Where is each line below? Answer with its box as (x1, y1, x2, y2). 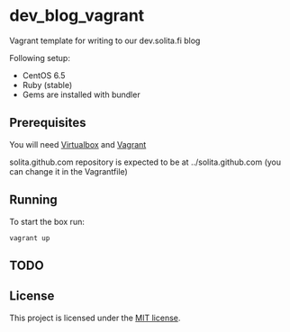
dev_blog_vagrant (9, 5, 145, 26)
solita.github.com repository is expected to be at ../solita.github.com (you (9, 157, 282, 167)
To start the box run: (9, 216, 86, 227)
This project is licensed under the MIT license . (9, 312, 181, 323)
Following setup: (9, 52, 70, 63)
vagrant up (9, 233, 50, 243)
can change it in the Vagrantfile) (9, 166, 128, 176)
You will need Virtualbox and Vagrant (9, 139, 147, 149)
